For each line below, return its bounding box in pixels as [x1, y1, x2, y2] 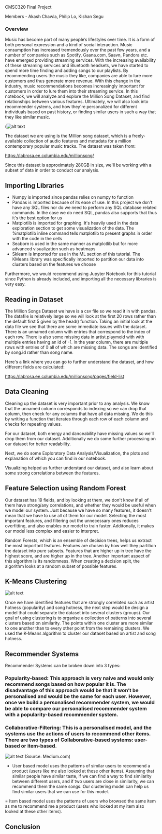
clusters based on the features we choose [12, 261, 96, 267]
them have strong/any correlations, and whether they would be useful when [5, 502, 156, 508]
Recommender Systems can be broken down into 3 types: [5, 663, 121, 669]
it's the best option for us [12, 215, 62, 221]
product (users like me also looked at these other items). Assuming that [12, 768, 155, 774]
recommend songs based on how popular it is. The [5, 681, 127, 688]
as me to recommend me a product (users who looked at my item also [5, 803, 145, 809]
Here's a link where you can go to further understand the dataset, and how [5, 359, 154, 365]
